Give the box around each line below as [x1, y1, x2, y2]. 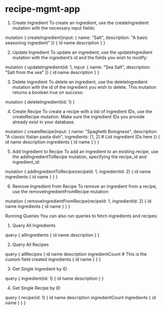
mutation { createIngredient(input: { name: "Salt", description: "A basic [5, 34, 148, 40]
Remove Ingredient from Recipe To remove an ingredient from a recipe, [12, 183, 157, 189]
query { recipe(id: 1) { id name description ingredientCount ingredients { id [5, 294, 156, 300]
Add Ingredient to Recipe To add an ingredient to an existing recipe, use [12, 148, 159, 154]
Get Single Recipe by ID [12, 285, 61, 291]
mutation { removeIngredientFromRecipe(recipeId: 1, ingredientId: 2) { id [5, 198, 152, 204]
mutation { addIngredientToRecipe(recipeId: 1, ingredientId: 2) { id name [5, 169, 151, 174]
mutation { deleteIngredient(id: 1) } [5, 99, 75, 104]
